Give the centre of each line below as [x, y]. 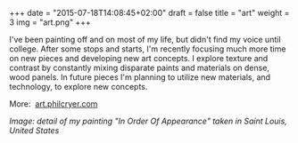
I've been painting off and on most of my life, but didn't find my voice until [145, 40]
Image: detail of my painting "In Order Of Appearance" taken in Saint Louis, [148, 121]
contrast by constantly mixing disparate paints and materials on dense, [140, 68]
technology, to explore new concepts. [79, 87]
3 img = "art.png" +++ [50, 22]
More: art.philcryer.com [54, 104]
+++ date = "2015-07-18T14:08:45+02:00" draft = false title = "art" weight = [149, 13]
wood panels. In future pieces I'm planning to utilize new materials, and [140, 77]
